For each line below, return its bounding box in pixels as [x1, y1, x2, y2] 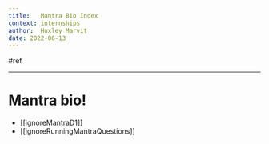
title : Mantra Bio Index [8, 11, 98, 20]
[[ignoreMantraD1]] [19, 118, 83, 128]
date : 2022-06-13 [8, 34, 66, 42]
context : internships [8, 19, 81, 27]
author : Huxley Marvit [8, 26, 88, 34]
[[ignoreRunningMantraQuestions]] [19, 126, 136, 136]
